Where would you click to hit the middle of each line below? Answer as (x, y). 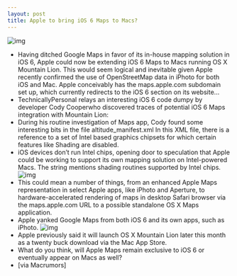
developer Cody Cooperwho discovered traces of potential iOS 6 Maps (121, 107)
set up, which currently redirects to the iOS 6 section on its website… (118, 92)
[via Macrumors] (42, 265)
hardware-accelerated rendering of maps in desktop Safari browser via (121, 197)
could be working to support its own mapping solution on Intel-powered (122, 159)
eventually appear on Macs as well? (70, 257)
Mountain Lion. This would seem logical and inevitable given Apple (115, 69)
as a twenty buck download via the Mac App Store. (92, 242)
